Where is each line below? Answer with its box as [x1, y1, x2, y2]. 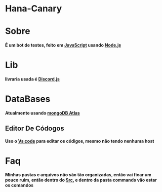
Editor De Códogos [5, 124, 64, 132]
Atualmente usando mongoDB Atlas [5, 110, 80, 116]
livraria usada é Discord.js [5, 76, 60, 82]
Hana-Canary [5, 3, 62, 14]
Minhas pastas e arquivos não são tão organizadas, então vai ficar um [5, 172, 152, 178]
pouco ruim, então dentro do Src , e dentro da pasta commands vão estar [5, 177, 157, 183]
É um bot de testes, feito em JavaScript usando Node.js [5, 42, 121, 48]
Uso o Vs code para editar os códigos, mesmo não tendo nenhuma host [5, 138, 155, 144]
